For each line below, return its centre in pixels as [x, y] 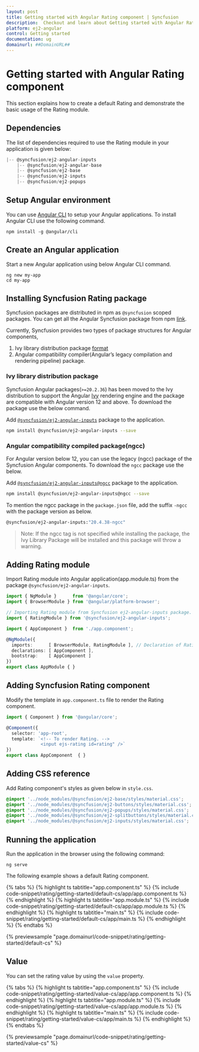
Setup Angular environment [58, 200]
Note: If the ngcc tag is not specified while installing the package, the [105, 533]
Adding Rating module [48, 565]
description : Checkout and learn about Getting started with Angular [95, 23]
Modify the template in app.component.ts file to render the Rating [85, 700]
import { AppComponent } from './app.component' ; [70, 629]
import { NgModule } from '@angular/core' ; [67, 596]
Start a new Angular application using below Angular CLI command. [89, 264]
